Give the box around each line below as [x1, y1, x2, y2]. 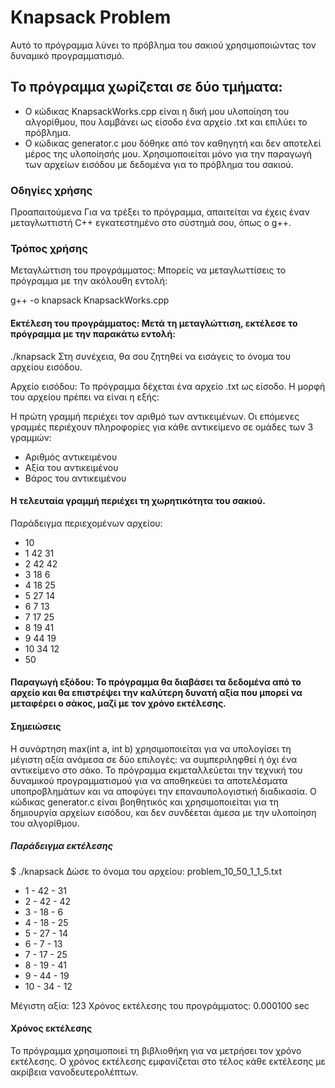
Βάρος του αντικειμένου [24, 472, 127, 484]
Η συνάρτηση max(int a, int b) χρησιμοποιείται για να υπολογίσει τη [10, 742, 292, 755]
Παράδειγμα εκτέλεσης [10, 840, 113, 852]
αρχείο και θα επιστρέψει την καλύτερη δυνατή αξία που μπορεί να [10, 687, 303, 699]
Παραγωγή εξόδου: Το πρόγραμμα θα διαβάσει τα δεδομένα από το [10, 676, 302, 688]
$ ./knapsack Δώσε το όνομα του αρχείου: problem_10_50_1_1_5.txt [10, 865, 283, 877]
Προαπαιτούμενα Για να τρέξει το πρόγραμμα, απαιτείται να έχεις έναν [10, 206, 310, 218]
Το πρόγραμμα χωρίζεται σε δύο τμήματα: [10, 79, 283, 96]
